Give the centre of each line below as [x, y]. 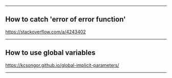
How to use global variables [50, 53]
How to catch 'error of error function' [66, 19]
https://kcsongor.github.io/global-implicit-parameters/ [62, 65]
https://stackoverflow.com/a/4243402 [46, 32]
